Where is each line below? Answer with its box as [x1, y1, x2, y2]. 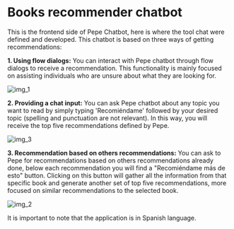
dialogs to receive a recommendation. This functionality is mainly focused [7, 64, 223, 72]
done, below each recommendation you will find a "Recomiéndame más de [7, 163, 226, 172]
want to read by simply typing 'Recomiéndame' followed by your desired [7, 106, 218, 114]
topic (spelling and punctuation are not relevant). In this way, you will [7, 114, 207, 122]
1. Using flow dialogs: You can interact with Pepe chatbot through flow [7, 56, 214, 64]
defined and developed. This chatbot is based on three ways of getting [7, 35, 214, 43]
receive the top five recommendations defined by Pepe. [7, 121, 170, 129]
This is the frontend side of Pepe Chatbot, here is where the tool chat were [7, 28, 225, 36]
